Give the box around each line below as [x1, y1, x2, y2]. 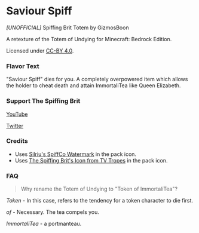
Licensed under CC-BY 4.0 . [6, 47, 74, 54]
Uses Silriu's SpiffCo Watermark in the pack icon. [14, 151, 136, 158]
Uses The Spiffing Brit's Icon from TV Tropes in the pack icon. [14, 157, 168, 164]
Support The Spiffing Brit [6, 97, 81, 105]
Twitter [6, 122, 24, 129]
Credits [6, 137, 28, 145]
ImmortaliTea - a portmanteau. [6, 220, 82, 228]
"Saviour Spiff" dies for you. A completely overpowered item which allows [6, 76, 188, 83]
